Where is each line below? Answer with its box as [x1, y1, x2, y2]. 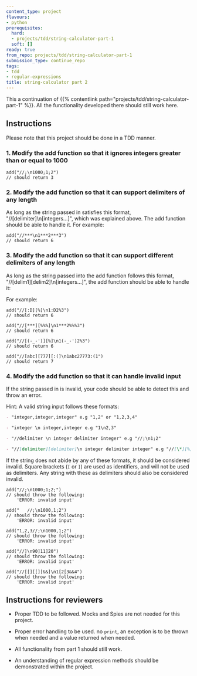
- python [6, 19, 28, 25]
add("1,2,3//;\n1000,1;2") [6, 528, 72, 534]
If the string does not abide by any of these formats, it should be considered [6, 457, 190, 464]
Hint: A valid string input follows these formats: [6, 403, 119, 410]
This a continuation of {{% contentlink [6, 96, 98, 103]
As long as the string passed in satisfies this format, [6, 209, 131, 216]
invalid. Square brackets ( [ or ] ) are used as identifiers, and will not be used [6, 463, 189, 470]
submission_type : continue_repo [6, 57, 85, 63]
